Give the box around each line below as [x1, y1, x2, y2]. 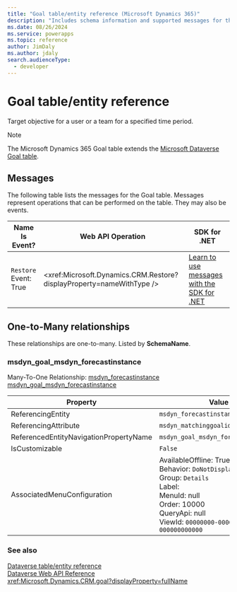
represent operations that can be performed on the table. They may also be [7, 199, 227, 207]
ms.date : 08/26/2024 [7, 23, 68, 30]
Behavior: [159, 464, 191, 474]
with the [188, 279, 216, 289]
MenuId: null [159, 491, 200, 501]
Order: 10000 [159, 499, 205, 509]
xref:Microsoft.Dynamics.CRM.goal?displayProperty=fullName [7, 576, 188, 585]
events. [7, 206, 29, 214]
